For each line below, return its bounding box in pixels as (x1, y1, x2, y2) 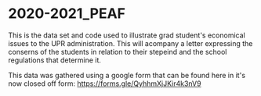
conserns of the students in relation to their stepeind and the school (8, 47, 227, 56)
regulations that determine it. (8, 55, 102, 65)
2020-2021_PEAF (8, 5, 126, 23)
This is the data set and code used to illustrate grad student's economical (8, 30, 245, 40)
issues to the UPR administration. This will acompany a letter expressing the (8, 38, 253, 48)
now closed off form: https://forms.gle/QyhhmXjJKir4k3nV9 (8, 79, 201, 88)
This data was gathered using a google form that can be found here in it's (8, 70, 245, 80)
